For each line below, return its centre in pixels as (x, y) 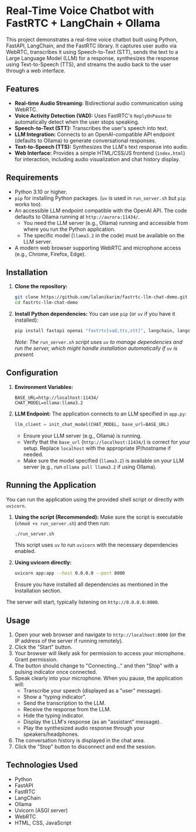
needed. (33, 454)
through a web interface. (36, 70)
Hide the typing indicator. (54, 715)
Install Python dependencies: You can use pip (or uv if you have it (95, 314)
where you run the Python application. (69, 229)
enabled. (25, 551)
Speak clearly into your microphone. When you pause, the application (99, 678)
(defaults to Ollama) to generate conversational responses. (85, 140)
